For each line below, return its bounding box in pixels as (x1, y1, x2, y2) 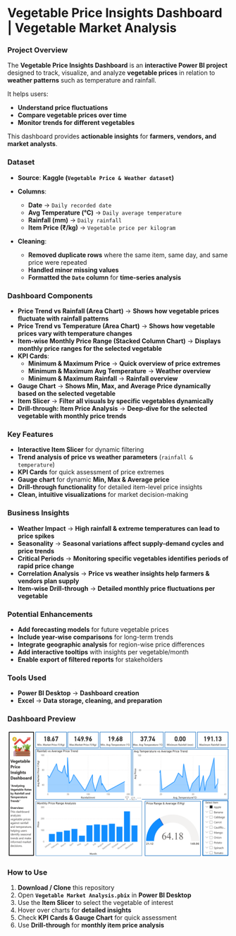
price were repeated (27, 258, 87, 266)
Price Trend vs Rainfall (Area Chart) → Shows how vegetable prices (17, 307, 220, 316)
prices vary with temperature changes (17, 330, 132, 338)
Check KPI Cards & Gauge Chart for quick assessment (17, 913, 178, 922)
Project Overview (7, 45, 68, 55)
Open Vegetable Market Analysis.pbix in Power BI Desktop (17, 891, 192, 899)
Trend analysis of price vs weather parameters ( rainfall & (17, 453, 194, 462)
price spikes (17, 532, 55, 540)
